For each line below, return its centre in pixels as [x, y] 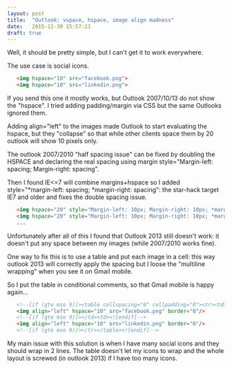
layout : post [26, 13]
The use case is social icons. [48, 66]
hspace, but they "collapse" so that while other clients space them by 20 [110, 133]
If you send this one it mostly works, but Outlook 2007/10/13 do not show [111, 98]
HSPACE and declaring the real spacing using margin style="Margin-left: [110, 162]
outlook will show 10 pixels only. [52, 141]
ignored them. [27, 113]
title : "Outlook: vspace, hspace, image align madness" [91, 20]
